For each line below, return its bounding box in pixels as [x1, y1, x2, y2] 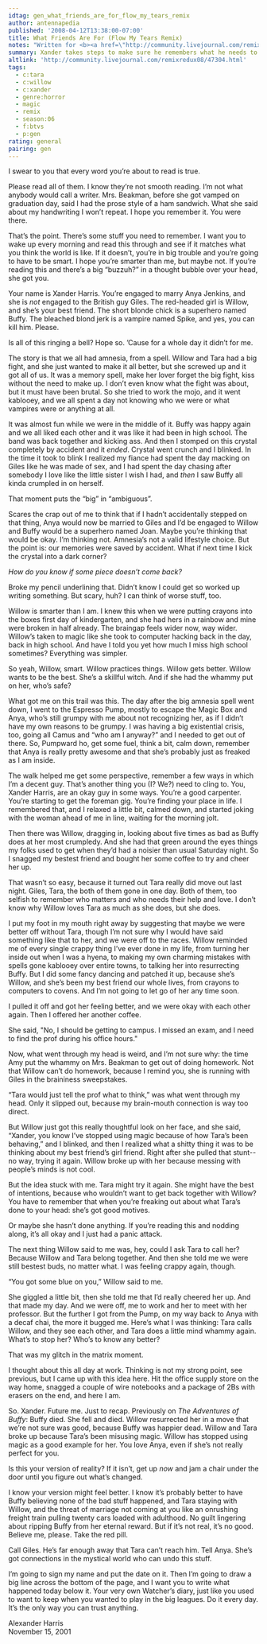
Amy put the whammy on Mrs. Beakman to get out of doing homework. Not [8, 1058, 254, 1067]
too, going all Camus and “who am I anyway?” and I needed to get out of [8, 730, 246, 740]
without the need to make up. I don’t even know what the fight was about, [8, 379, 249, 388]
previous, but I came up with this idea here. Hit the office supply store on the [8, 1374, 259, 1384]
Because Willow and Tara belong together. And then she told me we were [8, 1253, 249, 1263]
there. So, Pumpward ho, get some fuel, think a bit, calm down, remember [8, 739, 250, 748]
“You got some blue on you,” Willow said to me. [8, 1277, 164, 1287]
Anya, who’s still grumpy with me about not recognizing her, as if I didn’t [8, 713, 244, 723]
